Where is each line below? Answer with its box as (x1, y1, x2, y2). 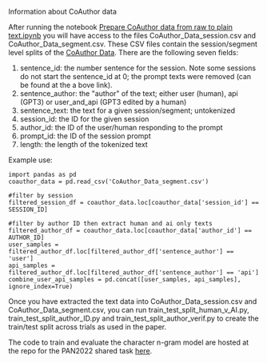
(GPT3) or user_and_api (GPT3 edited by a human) (19, 98, 187, 106)
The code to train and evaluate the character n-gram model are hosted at (8, 337, 249, 347)
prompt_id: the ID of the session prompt (19, 131, 151, 141)
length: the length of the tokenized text (19, 140, 148, 149)
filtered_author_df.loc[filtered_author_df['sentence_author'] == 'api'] (8, 269, 260, 277)
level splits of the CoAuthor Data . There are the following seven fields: (8, 48, 239, 57)
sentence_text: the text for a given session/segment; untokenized (19, 106, 236, 115)
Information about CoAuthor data (8, 7, 118, 16)
